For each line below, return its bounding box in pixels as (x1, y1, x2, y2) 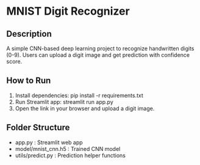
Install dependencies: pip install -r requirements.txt (15, 92, 143, 99)
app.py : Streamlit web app (15, 139, 84, 146)
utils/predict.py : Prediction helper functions (15, 152, 126, 159)
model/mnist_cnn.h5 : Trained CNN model (15, 145, 121, 152)
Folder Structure (6, 122, 70, 133)
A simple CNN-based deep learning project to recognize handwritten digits (6, 45, 195, 52)
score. (6, 58, 23, 65)
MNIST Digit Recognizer (6, 4, 130, 18)
